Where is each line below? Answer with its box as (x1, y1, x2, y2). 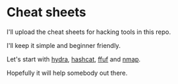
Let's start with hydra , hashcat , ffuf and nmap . (6, 54, 141, 64)
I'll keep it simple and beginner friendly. (6, 41, 121, 49)
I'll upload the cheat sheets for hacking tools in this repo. (6, 28, 172, 36)
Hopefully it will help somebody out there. (6, 68, 128, 77)
